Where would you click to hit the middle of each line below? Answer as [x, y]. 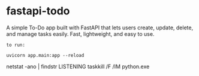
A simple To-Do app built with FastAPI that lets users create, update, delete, [100, 28]
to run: [16, 45]
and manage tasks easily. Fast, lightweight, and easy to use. [80, 34]
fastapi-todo [38, 11]
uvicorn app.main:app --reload [45, 55]
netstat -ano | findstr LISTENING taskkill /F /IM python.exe [78, 66]
